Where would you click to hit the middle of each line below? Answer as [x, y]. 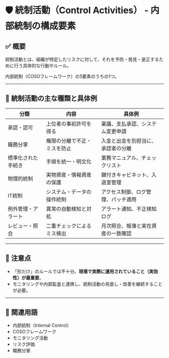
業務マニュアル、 [121, 158]
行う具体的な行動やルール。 [43, 66]
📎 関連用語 [21, 312]
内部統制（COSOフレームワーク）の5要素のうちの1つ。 [62, 76]
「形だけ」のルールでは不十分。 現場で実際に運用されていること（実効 [85, 271]
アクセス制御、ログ [124, 192]
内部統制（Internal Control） [42, 325]
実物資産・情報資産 [69, 174]
